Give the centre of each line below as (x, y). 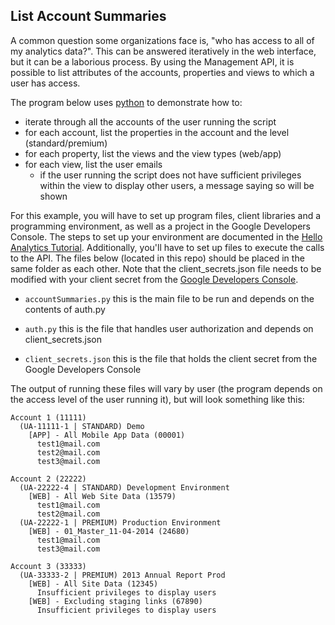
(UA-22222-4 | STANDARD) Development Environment (124, 487)
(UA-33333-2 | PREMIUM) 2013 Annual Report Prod (122, 575)
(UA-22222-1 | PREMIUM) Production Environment (120, 522)
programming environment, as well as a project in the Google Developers (161, 226)
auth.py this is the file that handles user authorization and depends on (169, 328)
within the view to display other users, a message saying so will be (177, 185)
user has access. (45, 83)
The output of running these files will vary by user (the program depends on (166, 388)
